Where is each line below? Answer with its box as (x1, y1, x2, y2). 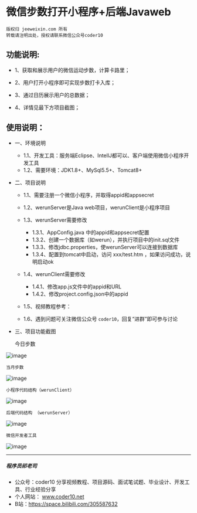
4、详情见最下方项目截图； (14, 104, 80, 111)
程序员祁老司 (6, 463, 37, 470)
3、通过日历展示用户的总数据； (14, 91, 90, 98)
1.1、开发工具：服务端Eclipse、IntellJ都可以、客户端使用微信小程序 (23, 152, 184, 159)
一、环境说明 (14, 139, 46, 147)
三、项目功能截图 (14, 328, 56, 335)
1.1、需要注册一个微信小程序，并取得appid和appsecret (23, 191, 154, 198)
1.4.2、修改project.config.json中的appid (32, 290, 128, 297)
